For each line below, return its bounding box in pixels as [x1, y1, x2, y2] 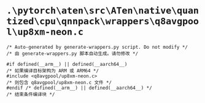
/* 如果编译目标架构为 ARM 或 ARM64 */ [6, 68, 99, 74]
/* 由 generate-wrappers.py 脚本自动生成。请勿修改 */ [6, 51, 139, 57]
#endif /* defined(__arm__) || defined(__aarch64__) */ [6, 85, 152, 91]
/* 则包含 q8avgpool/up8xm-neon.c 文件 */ [6, 79, 112, 85]
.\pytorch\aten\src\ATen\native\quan [6, 5, 199, 16]
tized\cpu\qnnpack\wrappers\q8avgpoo [6, 16, 199, 27]
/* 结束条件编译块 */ [6, 91, 55, 98]
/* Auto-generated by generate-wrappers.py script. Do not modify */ [6, 44, 188, 50]
